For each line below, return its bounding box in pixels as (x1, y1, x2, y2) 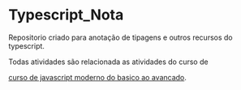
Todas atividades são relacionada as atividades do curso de (8, 57, 209, 66)
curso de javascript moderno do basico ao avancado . (8, 72, 187, 82)
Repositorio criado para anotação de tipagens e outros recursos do (8, 32, 233, 42)
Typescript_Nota (8, 6, 124, 24)
